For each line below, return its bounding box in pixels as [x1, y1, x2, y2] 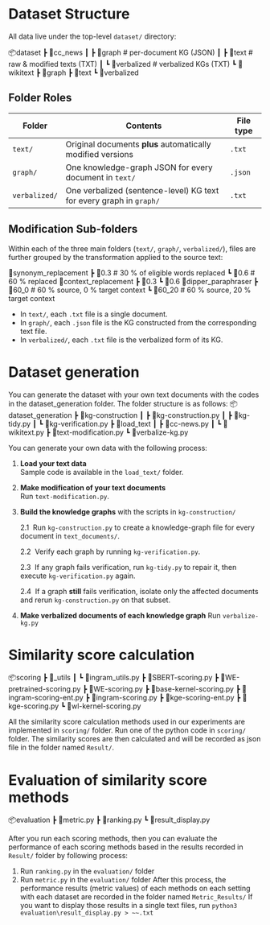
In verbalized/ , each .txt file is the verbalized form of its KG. [19, 335, 223, 345]
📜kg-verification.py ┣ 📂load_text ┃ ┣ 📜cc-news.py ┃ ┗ [44, 419, 222, 428]
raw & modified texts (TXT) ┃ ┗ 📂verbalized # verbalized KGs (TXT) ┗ [8, 59, 237, 68]
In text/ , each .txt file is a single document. [19, 309, 168, 319]
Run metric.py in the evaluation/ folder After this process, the [19, 875, 227, 885]
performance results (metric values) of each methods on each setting [19, 883, 251, 894]
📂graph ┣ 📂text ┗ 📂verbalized [42, 68, 139, 77]
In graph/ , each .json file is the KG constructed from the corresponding [19, 317, 257, 327]
